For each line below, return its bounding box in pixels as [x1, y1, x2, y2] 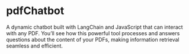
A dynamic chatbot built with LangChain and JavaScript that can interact [6, 23, 183, 31]
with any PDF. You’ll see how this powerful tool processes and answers [6, 29, 180, 36]
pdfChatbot [6, 4, 65, 18]
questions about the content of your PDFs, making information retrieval [6, 36, 180, 43]
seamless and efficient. [6, 42, 63, 49]
